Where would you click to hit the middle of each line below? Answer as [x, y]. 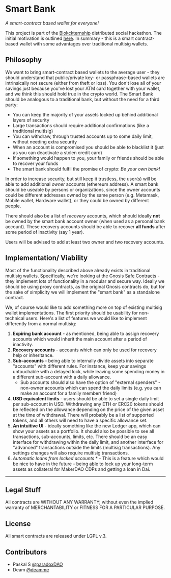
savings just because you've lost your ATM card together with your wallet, [83, 88]
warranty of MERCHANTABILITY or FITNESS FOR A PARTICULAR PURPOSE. [85, 508]
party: [11, 105]
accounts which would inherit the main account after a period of [80, 339]
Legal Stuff [23, 490]
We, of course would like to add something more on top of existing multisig [84, 307]
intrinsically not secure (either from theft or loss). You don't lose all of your [83, 83]
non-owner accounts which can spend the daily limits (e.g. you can [91, 388]
